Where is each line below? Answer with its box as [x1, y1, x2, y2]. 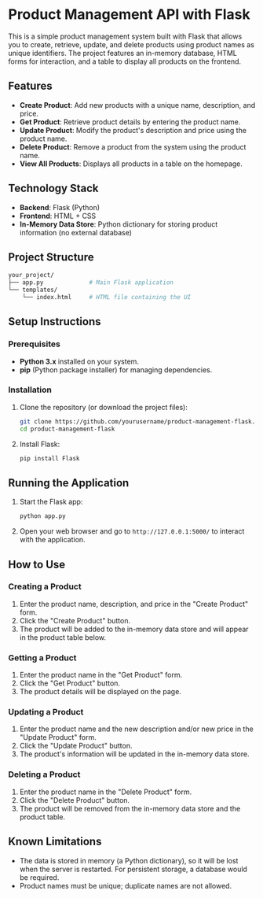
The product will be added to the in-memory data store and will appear [19, 624, 249, 634]
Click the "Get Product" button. [19, 678, 120, 688]
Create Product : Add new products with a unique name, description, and [19, 100, 256, 109]
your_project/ [8, 272, 55, 279]
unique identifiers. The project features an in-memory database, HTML [8, 48, 238, 57]
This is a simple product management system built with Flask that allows [8, 31, 243, 41]
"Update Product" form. [19, 733, 97, 742]
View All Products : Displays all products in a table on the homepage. [19, 159, 243, 168]
